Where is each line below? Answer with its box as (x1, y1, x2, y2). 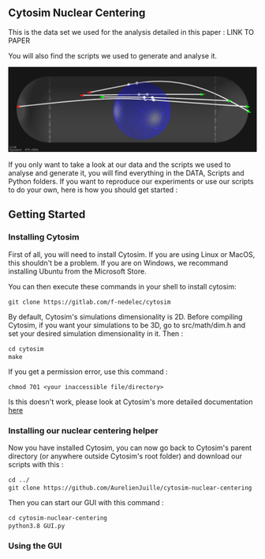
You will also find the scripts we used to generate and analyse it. (8, 51, 218, 60)
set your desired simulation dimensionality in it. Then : (8, 328, 184, 338)
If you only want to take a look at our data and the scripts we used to (8, 160, 231, 169)
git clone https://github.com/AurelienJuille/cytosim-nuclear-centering (8, 484, 252, 493)
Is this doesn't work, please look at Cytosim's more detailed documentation (8, 397, 253, 406)
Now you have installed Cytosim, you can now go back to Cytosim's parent (8, 443, 252, 453)
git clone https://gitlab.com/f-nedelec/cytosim (8, 298, 171, 306)
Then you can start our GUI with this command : (8, 498, 164, 508)
